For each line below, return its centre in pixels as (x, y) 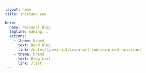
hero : (10, 23)
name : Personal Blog (30, 27)
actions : (18, 36)
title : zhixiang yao (26, 14)
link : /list (30, 63)
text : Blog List (34, 58)
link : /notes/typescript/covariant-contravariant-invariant (80, 50)
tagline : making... (29, 32)
